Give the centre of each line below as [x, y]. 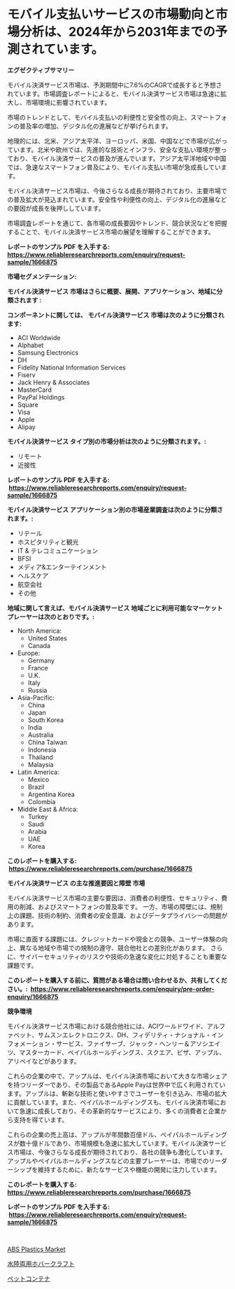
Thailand [41, 757]
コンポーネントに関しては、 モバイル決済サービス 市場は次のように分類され [116, 315]
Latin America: [38, 772]
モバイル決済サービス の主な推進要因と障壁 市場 [76, 883]
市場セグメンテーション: [42, 276]
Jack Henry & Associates [54, 382]
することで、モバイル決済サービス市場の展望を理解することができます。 [111, 232]
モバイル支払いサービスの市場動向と [112, 14]
